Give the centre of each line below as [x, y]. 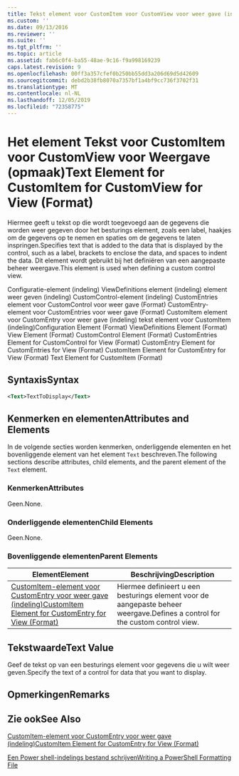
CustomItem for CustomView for [105, 188]
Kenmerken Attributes [46, 488]
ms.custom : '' [28, 21]
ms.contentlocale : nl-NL [44, 93]
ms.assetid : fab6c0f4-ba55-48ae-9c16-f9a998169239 [84, 61]
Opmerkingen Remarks [59, 695]
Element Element [60, 575]
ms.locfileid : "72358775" [46, 107]
